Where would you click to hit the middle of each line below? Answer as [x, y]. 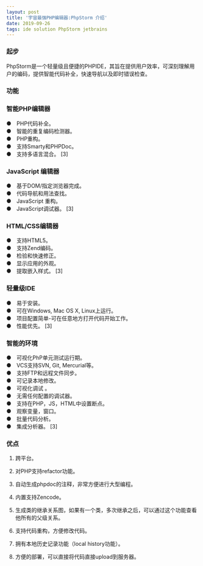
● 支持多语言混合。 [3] [37, 154]
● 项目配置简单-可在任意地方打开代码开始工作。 [69, 318]
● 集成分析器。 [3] [32, 426]
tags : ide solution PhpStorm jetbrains [57, 29]
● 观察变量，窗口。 [33, 411]
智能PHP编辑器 [28, 109]
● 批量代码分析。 [30, 419]
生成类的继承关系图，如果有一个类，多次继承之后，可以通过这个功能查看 [106, 510]
